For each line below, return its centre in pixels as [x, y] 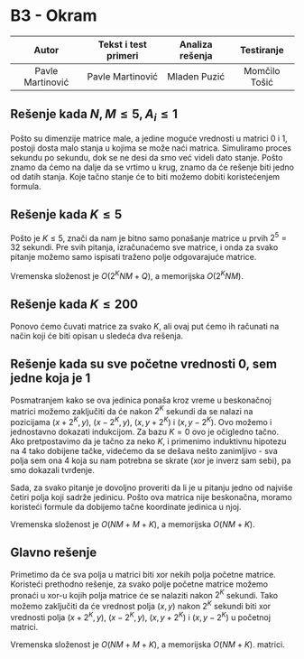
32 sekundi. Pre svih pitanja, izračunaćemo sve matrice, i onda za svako [144, 247]
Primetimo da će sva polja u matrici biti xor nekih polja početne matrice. [143, 574]
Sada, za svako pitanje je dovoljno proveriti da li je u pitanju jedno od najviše [152, 487]
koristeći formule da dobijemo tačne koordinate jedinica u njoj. [126, 507]
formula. [26, 186]
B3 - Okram [54, 16]
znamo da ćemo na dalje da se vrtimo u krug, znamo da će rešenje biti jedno [152, 167]
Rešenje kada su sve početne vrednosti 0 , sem [144, 364]
